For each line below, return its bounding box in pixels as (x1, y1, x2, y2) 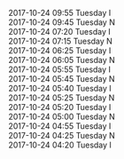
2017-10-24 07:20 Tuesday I (8, 27, 112, 36)
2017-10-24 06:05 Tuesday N (8, 55, 116, 65)
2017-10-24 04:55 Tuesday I (8, 121, 112, 131)
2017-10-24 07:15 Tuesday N (8, 36, 112, 46)
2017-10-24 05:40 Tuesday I (8, 83, 112, 93)
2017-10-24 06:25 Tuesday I (8, 45, 112, 56)
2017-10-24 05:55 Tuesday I (8, 64, 112, 75)
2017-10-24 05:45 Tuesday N (8, 74, 116, 83)
